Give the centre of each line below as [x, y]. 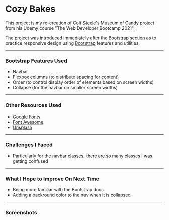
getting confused [30, 161]
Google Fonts [26, 117]
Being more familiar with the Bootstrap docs [58, 190]
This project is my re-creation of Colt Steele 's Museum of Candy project [80, 23]
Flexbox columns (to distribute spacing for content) [66, 77]
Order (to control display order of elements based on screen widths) [83, 82]
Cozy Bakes [30, 9]
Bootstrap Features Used [36, 61]
